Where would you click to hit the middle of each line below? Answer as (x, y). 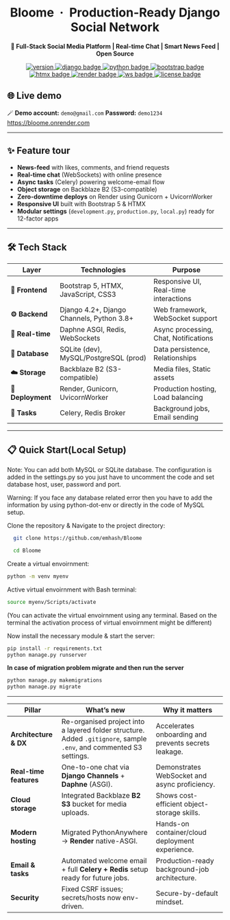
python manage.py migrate (44, 687)
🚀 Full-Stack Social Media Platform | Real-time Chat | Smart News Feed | (115, 46)
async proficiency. (186, 785)
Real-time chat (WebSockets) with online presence (89, 175)
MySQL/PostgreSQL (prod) (103, 358)
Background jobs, (182, 409)
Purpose (186, 270)
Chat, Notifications (183, 338)
